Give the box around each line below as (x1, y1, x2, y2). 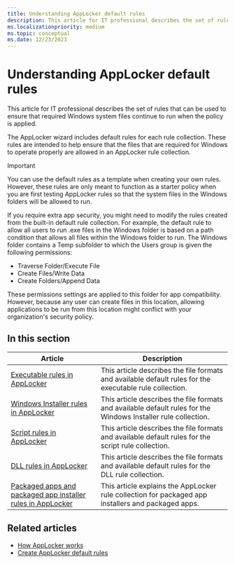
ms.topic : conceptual (7, 29, 71, 37)
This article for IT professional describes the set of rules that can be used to (7, 104, 227, 113)
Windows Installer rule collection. (100, 411, 210, 421)
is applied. (7, 120, 37, 128)
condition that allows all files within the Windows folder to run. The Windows (7, 233, 227, 242)
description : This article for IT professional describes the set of (7, 17, 215, 24)
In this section (7, 333, 71, 345)
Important (7, 162, 36, 170)
